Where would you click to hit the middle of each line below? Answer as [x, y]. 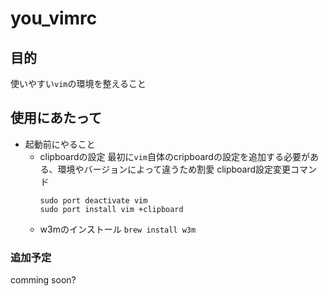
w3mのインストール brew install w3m [118, 229]
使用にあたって [56, 118]
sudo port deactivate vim [93, 200]
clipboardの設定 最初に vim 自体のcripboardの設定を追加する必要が [174, 156]
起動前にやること [60, 144]
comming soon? [43, 280]
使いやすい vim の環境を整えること [78, 83]
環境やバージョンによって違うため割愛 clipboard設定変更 [174, 169]
